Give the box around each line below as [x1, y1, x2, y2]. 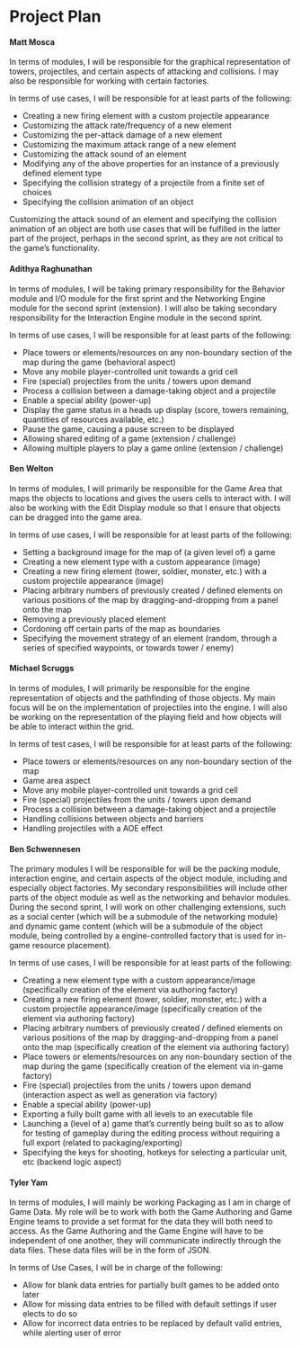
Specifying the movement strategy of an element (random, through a [22, 633, 278, 643]
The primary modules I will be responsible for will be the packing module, [9, 864, 281, 875]
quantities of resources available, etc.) [22, 414, 164, 425]
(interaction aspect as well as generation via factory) [22, 1090, 217, 1100]
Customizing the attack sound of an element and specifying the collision [9, 214, 277, 225]
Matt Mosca [9, 36, 56, 47]
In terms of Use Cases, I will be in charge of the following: [9, 1262, 223, 1273]
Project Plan [9, 6, 102, 27]
